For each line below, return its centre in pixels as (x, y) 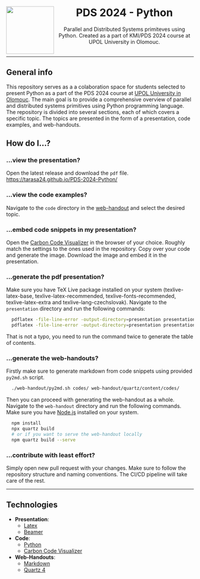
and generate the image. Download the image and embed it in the (86, 255)
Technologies (32, 505)
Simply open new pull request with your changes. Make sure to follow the (96, 468)
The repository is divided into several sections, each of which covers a (93, 112)
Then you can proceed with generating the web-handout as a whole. (90, 400)
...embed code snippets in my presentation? (71, 229)
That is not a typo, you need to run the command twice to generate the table (100, 336)
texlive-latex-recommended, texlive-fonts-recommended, (105, 296)
